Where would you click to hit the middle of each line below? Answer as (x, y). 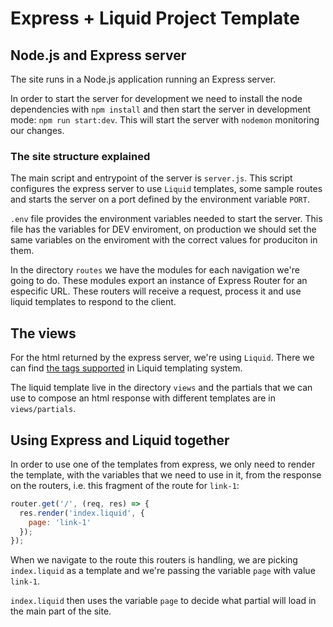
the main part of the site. (61, 611)
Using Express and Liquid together (120, 440)
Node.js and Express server (98, 55)
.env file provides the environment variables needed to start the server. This (166, 219)
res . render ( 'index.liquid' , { (82, 513)
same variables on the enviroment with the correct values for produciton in (164, 240)
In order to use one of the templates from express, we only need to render (163, 464)
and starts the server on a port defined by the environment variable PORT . (160, 199)
